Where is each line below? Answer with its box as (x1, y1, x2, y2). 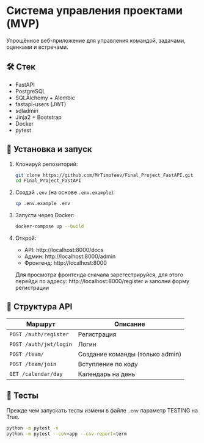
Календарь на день (78, 370, 136, 378)
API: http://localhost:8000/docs (24, 247, 104, 254)
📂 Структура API (6, 301, 73, 312)
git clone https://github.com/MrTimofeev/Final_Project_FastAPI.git (15, 172, 194, 178)
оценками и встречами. (6, 43, 68, 51)
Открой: (15, 234, 37, 242)
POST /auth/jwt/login (9, 340, 72, 348)
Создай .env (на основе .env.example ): (15, 189, 115, 196)
